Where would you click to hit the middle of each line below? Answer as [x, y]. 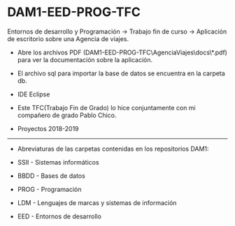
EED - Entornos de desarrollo [59, 216]
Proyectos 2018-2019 [48, 128]
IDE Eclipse [34, 94]
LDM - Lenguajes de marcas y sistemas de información [97, 202]
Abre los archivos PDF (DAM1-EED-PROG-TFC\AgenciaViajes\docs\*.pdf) [122, 52]
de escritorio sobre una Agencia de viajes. [68, 38]
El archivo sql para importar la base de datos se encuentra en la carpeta [121, 73]
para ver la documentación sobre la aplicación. [85, 59]
